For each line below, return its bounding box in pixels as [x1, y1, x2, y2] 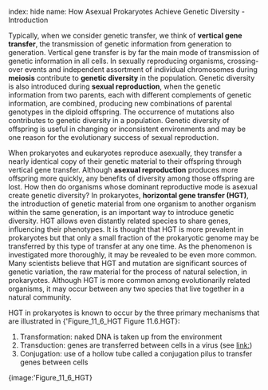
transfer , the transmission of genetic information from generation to [8, 39, 232, 49]
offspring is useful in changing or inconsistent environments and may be [8, 124, 246, 133]
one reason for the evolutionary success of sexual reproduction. [8, 133, 219, 142]
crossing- [227, 56, 259, 66]
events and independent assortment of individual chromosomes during [25, 65, 258, 74]
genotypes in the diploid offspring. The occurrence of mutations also [8, 107, 235, 117]
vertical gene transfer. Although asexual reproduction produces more [8, 165, 238, 174]
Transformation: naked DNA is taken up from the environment [19, 332, 223, 341]
